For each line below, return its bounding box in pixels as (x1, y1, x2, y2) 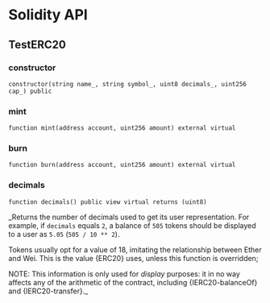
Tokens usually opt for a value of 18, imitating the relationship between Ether (8, 244, 262, 255)
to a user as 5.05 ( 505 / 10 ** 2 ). (8, 229, 120, 239)
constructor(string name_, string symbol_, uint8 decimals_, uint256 (8, 80, 247, 88)
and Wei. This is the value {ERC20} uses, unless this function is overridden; (8, 253, 259, 263)
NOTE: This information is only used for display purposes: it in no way (8, 268, 240, 279)
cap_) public (8, 87, 52, 95)
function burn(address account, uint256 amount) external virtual (8, 161, 236, 169)
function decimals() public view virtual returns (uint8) (8, 197, 207, 206)
